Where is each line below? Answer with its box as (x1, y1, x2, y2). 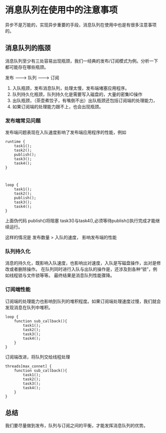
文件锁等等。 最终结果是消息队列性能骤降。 (26, 272, 115, 278)
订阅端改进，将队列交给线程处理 (5, 354, 70, 360)
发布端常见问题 (5, 117, 41, 124)
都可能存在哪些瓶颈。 (5, 64, 48, 70)
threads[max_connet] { (5, 364, 52, 369)
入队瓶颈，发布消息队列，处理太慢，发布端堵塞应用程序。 (12, 85, 129, 91)
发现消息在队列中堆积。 (5, 304, 53, 310)
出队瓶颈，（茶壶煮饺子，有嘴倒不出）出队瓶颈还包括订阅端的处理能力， (12, 97, 158, 103)
